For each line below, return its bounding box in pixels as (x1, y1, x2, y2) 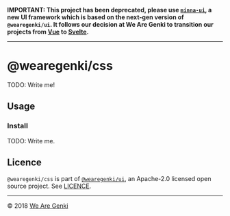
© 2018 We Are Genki (7, 202, 68, 210)
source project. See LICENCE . (7, 182, 92, 191)
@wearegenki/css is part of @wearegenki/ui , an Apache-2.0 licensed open (7, 175, 212, 183)
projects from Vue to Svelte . (7, 27, 89, 36)
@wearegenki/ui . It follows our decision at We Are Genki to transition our (7, 21, 214, 28)
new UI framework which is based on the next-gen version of (7, 13, 184, 21)
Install (7, 121, 29, 131)
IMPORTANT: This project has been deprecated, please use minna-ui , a (7, 6, 212, 14)
